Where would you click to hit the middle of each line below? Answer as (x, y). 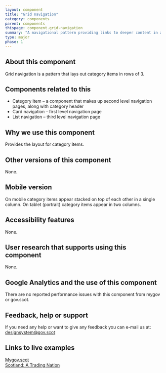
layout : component (24, 10)
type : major (17, 38)
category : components (27, 19)
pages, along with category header (48, 106)
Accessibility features (40, 220)
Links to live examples (40, 348)
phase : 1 (14, 42)
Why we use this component (50, 132)
